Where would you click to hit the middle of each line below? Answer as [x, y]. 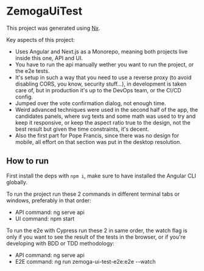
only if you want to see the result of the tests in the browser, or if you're [96, 237]
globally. [17, 182]
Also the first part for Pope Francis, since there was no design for [97, 135]
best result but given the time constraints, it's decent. [82, 129]
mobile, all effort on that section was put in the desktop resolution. [98, 142]
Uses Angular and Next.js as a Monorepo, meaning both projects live [101, 51]
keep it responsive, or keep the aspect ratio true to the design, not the [103, 122]
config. [24, 97]
